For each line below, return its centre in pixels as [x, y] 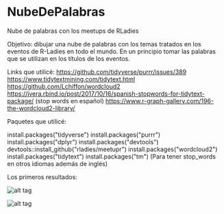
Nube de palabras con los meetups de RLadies [73, 31]
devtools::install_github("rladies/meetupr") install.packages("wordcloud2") [112, 149]
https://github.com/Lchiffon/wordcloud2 [64, 86]
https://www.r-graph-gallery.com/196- [160, 101]
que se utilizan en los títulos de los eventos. [69, 58]
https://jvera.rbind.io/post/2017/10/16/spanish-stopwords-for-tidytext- [106, 94]
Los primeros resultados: [42, 177]
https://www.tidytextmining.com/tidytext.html [71, 79]
